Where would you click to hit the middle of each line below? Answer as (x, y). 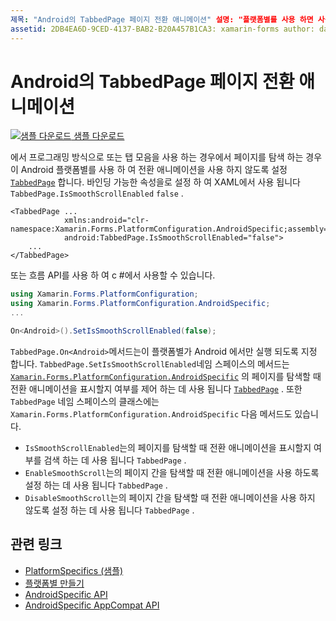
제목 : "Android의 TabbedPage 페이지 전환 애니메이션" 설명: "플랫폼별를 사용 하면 (162, 19)
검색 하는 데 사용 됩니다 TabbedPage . (115, 460)
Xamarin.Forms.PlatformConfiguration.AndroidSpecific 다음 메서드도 (151, 413)
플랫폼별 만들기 (54, 583)
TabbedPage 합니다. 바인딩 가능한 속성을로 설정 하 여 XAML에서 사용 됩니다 (155, 182)
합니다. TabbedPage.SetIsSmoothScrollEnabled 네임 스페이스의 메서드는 (150, 363)
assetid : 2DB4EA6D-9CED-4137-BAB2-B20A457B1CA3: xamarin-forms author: (162, 29)
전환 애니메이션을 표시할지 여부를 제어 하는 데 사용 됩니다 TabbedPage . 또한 (156, 388)
